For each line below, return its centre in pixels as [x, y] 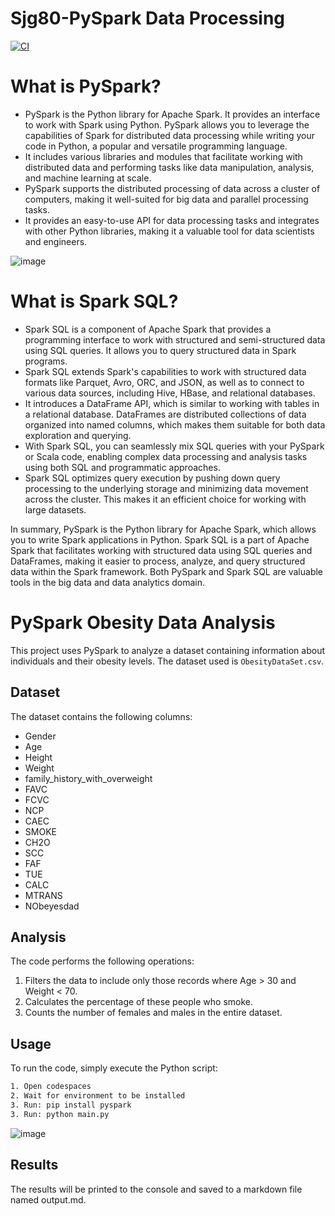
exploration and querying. [78, 435]
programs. [46, 361]
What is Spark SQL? [94, 301]
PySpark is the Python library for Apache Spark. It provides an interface [172, 114]
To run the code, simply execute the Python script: [114, 1068]
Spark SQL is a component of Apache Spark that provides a [148, 329]
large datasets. [55, 509]
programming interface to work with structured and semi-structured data [175, 339]
